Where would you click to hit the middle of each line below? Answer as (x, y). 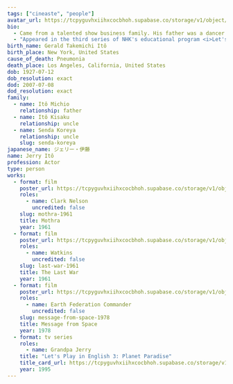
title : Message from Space (59, 324)
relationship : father (51, 111)
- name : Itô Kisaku (42, 117)
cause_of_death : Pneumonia (46, 59)
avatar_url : (24, 20)
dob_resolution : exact (40, 78)
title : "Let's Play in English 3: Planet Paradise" (96, 357)
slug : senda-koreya (48, 143)
